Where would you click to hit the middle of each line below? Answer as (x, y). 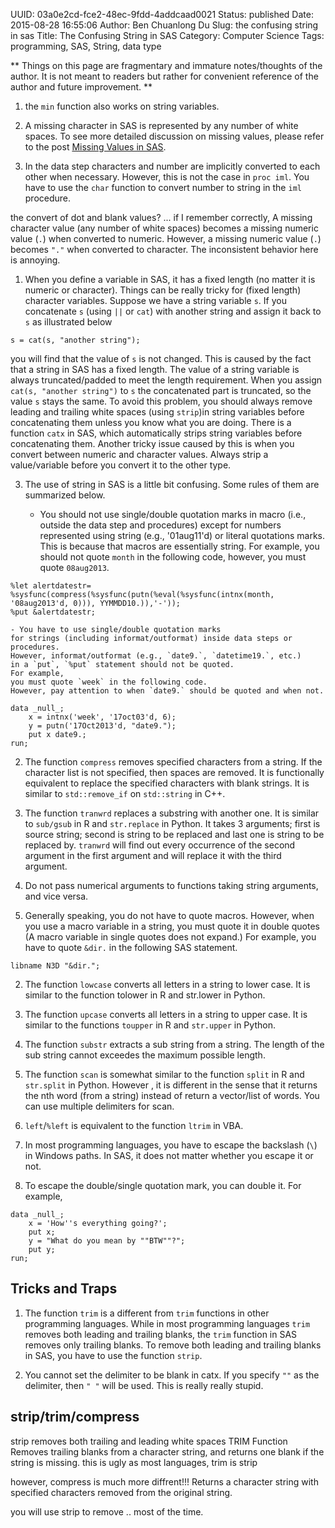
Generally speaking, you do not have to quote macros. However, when (169, 915)
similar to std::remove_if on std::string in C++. (125, 793)
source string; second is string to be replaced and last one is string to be (174, 834)
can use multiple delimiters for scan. (99, 1106)
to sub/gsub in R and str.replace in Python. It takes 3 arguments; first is (172, 823)
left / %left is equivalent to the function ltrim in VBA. (134, 1125)
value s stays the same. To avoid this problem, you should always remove (161, 401)
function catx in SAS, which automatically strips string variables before (156, 433)
